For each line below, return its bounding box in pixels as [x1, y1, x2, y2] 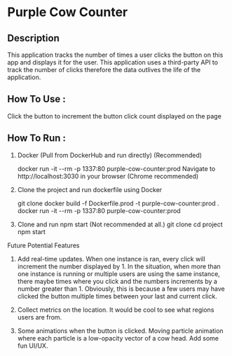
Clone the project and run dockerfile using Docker [17, 185, 163, 193]
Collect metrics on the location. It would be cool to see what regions [17, 306, 214, 314]
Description [7, 32, 60, 44]
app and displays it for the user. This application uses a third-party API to [7, 58, 219, 67]
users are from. [17, 313, 62, 321]
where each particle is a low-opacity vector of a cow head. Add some [17, 334, 219, 342]
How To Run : [7, 132, 67, 144]
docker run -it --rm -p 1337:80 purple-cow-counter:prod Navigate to [17, 164, 216, 172]
